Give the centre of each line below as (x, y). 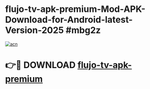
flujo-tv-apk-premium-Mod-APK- (75, 9)
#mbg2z (83, 30)
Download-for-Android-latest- (69, 20)
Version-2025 (35, 30)
